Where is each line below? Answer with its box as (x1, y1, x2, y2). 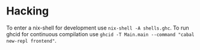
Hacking (6, 4, 49, 18)
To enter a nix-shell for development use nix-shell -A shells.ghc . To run (6, 24, 189, 31)
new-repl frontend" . (6, 37, 57, 44)
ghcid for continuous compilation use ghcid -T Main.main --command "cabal (6, 30, 195, 37)
